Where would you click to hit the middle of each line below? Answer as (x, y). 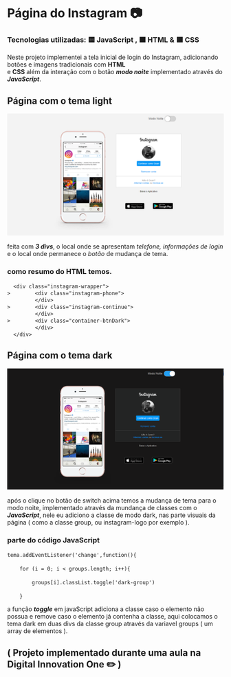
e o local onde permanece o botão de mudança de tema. (88, 253)
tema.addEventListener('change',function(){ (72, 555)
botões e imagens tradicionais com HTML (66, 65)
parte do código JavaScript (54, 540)
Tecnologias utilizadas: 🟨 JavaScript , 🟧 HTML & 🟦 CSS (103, 40)
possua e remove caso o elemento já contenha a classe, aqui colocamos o (112, 617)
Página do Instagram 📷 (75, 13)
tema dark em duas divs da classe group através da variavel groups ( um (110, 624)
